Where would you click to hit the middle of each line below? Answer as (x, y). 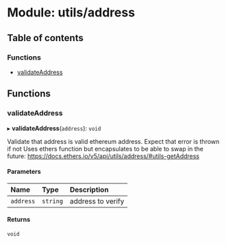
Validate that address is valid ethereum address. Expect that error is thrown (113, 141)
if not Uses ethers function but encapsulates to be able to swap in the (105, 149)
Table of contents (45, 38)
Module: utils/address (71, 13)
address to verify (97, 201)
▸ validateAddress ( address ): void (54, 128)
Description (89, 190)
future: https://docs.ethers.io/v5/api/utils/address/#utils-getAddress (103, 156)
